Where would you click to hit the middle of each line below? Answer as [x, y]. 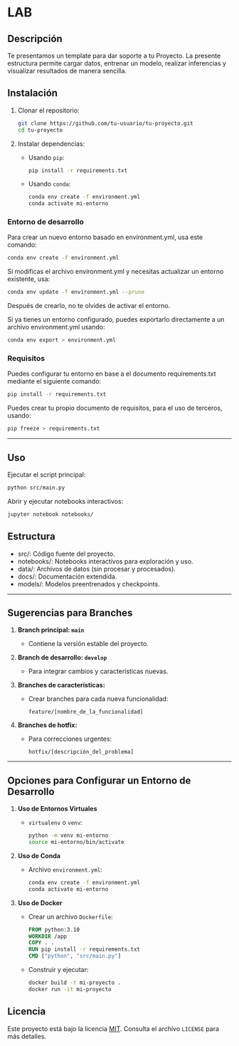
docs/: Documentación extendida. [67, 576]
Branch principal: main [51, 630]
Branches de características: [61, 685]
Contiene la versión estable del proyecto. [89, 644]
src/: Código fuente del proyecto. [66, 554]
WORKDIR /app [48, 936]
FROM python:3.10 [54, 929]
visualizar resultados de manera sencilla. [67, 71]
